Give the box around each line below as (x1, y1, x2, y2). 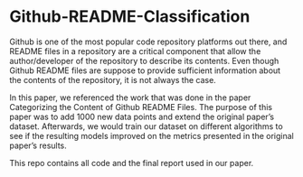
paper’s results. (9, 140, 68, 151)
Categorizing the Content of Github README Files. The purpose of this (9, 101, 273, 112)
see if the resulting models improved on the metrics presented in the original (9, 130, 294, 141)
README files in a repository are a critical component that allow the (9, 45, 261, 56)
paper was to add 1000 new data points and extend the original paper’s (9, 111, 275, 122)
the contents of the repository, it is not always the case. (9, 74, 217, 85)
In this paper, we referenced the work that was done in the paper (9, 92, 251, 103)
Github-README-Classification (9, 6, 251, 27)
